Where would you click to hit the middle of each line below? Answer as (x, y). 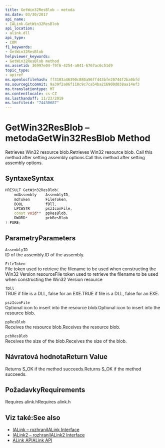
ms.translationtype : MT (30, 89)
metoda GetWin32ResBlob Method (78, 138)
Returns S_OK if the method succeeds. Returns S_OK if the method (73, 369)
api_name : (15, 19)
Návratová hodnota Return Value (56, 357)
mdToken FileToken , (41, 199)
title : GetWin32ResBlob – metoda (40, 10)
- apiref (14, 75)
